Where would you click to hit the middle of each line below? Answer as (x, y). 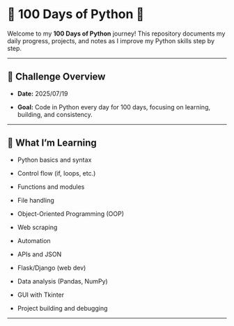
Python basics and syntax (54, 160)
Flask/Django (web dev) (52, 267)
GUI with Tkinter (41, 295)
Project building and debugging (62, 308)
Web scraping (37, 227)
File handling (36, 200)
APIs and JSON (39, 254)
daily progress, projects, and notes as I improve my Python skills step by (111, 40)
